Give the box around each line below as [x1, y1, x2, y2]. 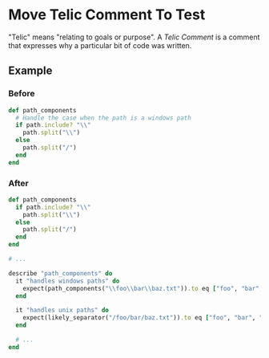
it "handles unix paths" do [15, 307, 110, 315]
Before [8, 88, 35, 100]
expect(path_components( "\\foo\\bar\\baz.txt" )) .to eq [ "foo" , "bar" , [22, 284, 263, 292]
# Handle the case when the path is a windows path [15, 114, 192, 122]
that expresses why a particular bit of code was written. [8, 40, 192, 50]
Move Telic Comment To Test [8, 6, 206, 24]
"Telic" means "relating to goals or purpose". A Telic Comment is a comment [8, 32, 260, 42]
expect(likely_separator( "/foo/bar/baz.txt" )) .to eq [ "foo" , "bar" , [22, 314, 256, 322]
